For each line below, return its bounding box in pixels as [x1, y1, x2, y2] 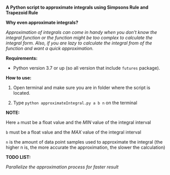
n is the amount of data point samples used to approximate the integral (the [6, 139, 163, 145]
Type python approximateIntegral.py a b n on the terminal [13, 100, 138, 106]
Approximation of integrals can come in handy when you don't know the [6, 29, 157, 35]
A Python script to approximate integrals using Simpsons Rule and [6, 5, 149, 10]
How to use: [6, 75, 32, 80]
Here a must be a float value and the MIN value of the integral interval [6, 119, 151, 125]
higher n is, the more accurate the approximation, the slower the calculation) [6, 144, 165, 150]
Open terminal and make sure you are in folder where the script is [13, 84, 151, 91]
